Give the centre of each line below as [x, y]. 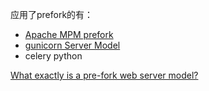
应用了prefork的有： [52, 14]
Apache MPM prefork [69, 34]
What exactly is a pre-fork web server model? [104, 75]
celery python [53, 56]
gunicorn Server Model [72, 45]
